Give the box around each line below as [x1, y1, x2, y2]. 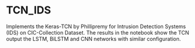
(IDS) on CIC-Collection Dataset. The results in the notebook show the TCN [6, 29, 189, 36]
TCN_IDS [6, 4, 51, 17]
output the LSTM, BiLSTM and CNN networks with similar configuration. [6, 35, 181, 42]
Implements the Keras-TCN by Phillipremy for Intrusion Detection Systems [6, 23, 186, 30]
